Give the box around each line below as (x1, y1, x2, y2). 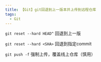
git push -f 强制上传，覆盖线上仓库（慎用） (5, 51, 96, 57)
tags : (5, 12, 16, 17)
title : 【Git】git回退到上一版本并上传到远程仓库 (5, 7, 97, 12)
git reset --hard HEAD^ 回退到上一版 (5, 31, 81, 36)
